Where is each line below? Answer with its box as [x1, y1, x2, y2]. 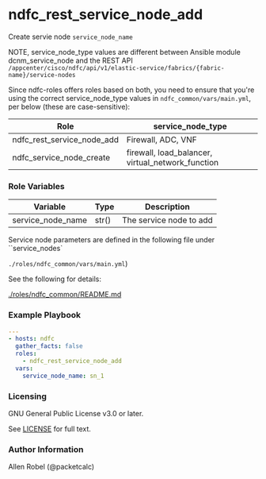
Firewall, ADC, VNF [126, 133, 197, 145]
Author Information [8, 443, 85, 454]
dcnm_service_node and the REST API [8, 56, 133, 65]
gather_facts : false [15, 342, 83, 350]
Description [145, 201, 190, 212]
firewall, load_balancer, [126, 147, 213, 158]
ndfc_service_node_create [12, 152, 111, 163]
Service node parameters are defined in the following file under [8, 235, 215, 245]
